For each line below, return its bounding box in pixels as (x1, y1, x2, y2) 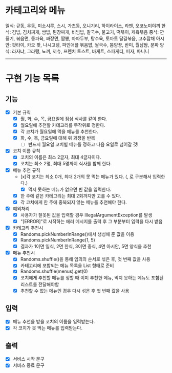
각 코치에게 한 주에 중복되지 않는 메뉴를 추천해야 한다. (20, 199, 127, 205)
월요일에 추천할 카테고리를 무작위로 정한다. (20, 122, 106, 128)
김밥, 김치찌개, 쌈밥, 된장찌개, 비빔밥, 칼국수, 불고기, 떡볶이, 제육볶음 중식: (12, 29, 159, 35)
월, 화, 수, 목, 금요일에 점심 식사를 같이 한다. (20, 116, 107, 122)
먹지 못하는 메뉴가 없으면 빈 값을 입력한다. (28, 186, 112, 192)
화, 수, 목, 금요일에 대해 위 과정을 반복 (20, 135, 96, 141)
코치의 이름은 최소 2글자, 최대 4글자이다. (20, 154, 101, 160)
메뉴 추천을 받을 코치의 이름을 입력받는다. (12, 318, 95, 325)
